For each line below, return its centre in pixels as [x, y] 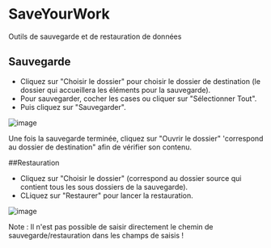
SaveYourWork [59, 14]
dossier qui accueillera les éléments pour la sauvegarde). [115, 90]
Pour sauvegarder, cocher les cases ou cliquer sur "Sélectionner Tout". [138, 99]
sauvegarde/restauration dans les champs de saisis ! [96, 235]
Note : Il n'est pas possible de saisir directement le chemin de [111, 226]
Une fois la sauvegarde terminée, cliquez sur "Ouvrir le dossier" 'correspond [136, 138]
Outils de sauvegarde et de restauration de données [95, 36]
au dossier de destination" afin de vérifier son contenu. [100, 147]
